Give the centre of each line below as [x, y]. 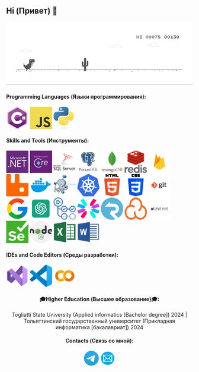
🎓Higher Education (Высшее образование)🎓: [99, 299]
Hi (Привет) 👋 [32, 11]
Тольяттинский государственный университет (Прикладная [99, 321]
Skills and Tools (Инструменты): [48, 141]
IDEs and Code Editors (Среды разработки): [62, 255]
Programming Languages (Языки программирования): [76, 97]
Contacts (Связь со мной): [99, 341]
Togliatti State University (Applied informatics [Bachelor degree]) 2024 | [99, 314]
